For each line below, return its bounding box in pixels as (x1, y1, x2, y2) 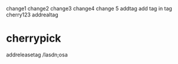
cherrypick (6, 32, 61, 45)
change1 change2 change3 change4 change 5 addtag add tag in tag (6, 5, 173, 12)
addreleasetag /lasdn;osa (6, 51, 68, 58)
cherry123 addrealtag (6, 11, 58, 18)
